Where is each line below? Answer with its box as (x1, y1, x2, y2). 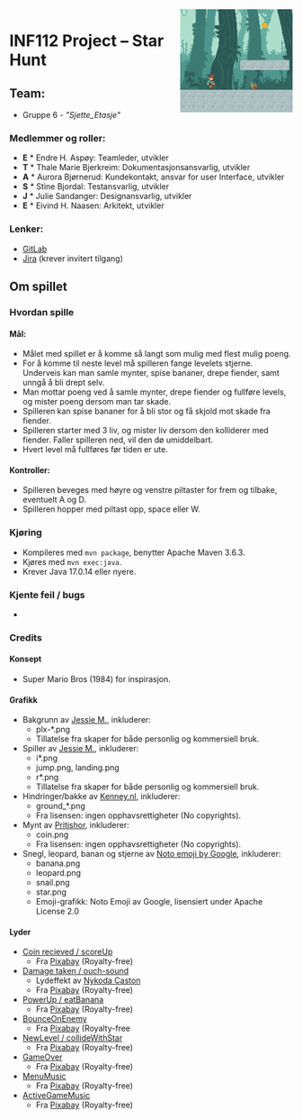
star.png (35, 887, 67, 897)
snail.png (35, 878, 70, 888)
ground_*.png (35, 801, 85, 812)
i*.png (35, 752, 58, 764)
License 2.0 (35, 905, 79, 917)
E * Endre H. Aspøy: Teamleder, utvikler (22, 152, 169, 163)
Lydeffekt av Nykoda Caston (35, 975, 141, 986)
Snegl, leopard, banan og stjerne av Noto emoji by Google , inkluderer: (22, 849, 281, 860)
